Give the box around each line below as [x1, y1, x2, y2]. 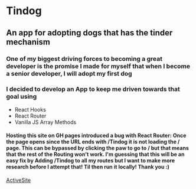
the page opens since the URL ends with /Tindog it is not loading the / [6, 138, 180, 145]
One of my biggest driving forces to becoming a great [6, 54, 162, 63]
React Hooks [14, 106, 46, 113]
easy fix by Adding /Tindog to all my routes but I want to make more [6, 157, 175, 164]
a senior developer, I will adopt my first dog [6, 69, 132, 77]
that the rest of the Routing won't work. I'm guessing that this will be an [6, 151, 185, 158]
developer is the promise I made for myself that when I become [6, 62, 191, 70]
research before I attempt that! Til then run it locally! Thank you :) [6, 164, 170, 171]
